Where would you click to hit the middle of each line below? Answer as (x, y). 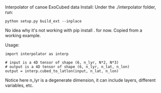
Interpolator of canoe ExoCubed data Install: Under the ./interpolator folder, (80, 7)
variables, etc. (19, 85)
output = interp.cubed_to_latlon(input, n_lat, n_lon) (62, 71)
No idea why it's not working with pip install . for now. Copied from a (74, 30)
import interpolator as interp (37, 54)
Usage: (12, 45)
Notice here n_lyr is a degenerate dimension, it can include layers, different (80, 80)
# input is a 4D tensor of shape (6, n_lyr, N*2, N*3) (62, 63)
